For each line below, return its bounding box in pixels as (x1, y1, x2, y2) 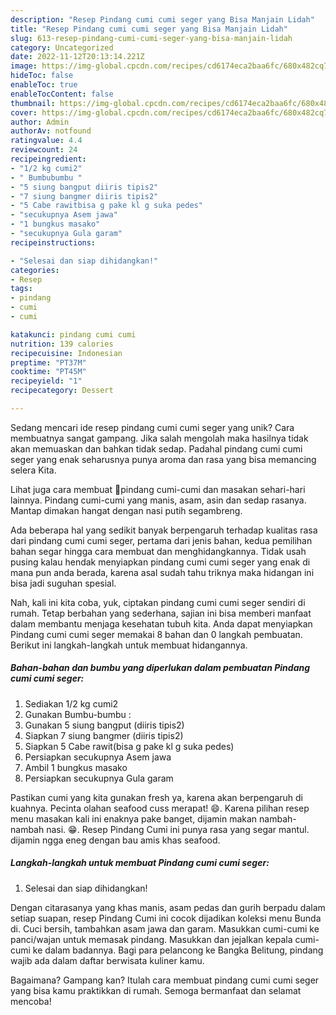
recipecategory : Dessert (10, 386, 114, 396)
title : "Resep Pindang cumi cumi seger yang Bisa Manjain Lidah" (10, 24, 288, 34)
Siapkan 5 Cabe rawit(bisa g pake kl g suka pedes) (24, 740, 235, 752)
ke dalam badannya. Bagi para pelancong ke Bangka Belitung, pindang (32, 944, 324, 956)
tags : (10, 284, 33, 294)
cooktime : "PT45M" (10, 367, 87, 377)
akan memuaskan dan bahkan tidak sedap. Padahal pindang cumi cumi (10, 442, 303, 455)
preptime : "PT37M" (10, 357, 87, 368)
